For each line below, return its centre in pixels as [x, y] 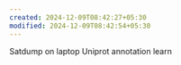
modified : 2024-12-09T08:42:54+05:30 [80, 26]
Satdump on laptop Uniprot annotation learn [91, 51]
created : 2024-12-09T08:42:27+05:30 [78, 17]
